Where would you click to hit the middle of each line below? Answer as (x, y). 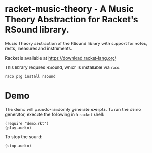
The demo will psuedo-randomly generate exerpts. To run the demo (73, 109)
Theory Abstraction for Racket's (72, 19)
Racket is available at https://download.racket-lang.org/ (61, 58)
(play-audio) (18, 128)
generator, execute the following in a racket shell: (55, 114)
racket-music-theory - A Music (69, 9)
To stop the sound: (24, 137)
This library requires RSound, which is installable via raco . (63, 67)
